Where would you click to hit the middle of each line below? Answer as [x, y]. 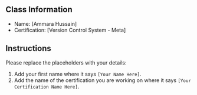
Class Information [39, 10]
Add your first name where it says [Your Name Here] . [78, 74]
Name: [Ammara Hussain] [45, 23]
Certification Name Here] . [47, 86]
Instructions [28, 48]
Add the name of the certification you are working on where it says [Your [102, 80]
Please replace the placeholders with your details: [66, 62]
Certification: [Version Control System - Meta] [70, 30]
